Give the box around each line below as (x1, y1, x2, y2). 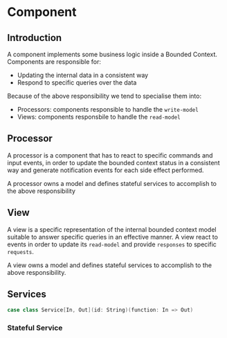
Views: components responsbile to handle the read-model (17, 112, 181, 121)
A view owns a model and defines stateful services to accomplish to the (7, 261, 212, 269)
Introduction (7, 32, 62, 44)
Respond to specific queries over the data (17, 78, 137, 87)
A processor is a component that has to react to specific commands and (7, 151, 213, 160)
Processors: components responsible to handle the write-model (17, 105, 199, 113)
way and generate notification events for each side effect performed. (7, 166, 204, 174)
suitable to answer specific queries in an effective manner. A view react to (7, 233, 218, 241)
